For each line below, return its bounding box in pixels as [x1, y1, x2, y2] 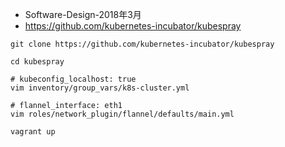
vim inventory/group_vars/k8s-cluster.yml [10, 83, 190, 93]
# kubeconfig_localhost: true [10, 74, 137, 84]
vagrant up [10, 127, 56, 137]
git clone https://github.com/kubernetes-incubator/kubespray [10, 39, 275, 49]
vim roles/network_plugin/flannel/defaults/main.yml [10, 109, 235, 119]
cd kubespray [10, 57, 65, 67]
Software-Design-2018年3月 [24, 9, 142, 20]
